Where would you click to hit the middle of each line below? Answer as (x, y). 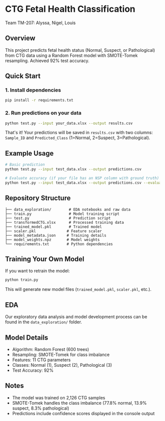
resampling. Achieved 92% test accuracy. (47, 61)
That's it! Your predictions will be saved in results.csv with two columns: (79, 133)
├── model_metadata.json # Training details (56, 235)
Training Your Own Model (45, 259)
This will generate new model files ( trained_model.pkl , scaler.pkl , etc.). (78, 289)
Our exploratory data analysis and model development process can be (76, 317)
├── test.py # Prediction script (58, 218)
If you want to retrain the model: (38, 271)
